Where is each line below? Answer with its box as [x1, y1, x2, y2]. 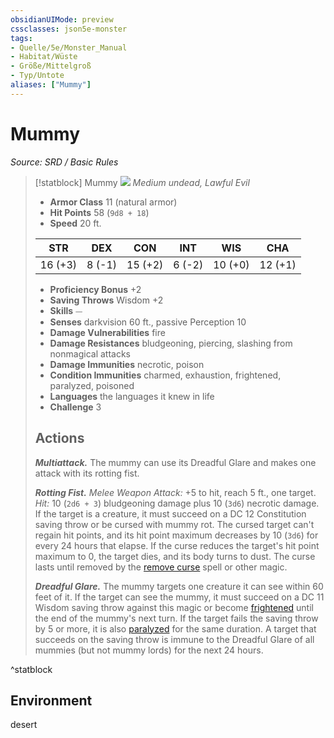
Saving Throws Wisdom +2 [49, 294, 164, 306]
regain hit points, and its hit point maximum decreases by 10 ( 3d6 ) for [34, 529, 319, 541]
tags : [10, 33, 33, 43]
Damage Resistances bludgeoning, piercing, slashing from [49, 337, 293, 349]
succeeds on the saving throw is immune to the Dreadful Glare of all [34, 633, 315, 645]
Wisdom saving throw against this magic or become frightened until [34, 601, 314, 613]
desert [10, 719, 38, 731]
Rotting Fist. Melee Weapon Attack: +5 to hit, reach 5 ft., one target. [34, 486, 317, 498]
